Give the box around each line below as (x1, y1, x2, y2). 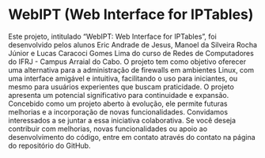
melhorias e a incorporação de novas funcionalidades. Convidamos (8, 107, 228, 116)
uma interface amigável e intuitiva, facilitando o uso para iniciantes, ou (8, 73, 238, 83)
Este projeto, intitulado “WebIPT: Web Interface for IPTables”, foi (8, 32, 218, 41)
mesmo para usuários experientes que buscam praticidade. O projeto (8, 81, 235, 92)
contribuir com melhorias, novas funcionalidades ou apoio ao (8, 124, 208, 134)
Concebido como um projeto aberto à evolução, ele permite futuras (8, 99, 228, 108)
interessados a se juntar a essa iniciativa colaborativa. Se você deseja (8, 115, 236, 125)
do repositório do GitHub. (8, 141, 91, 150)
